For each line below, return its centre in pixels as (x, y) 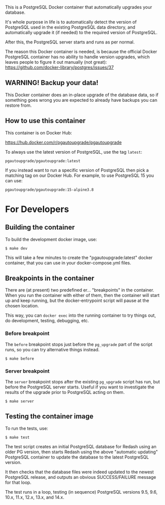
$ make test (17, 437)
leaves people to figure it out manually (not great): (56, 62)
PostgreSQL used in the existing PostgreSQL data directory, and (70, 27)
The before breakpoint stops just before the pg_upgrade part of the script (79, 344)
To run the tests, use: (27, 428)
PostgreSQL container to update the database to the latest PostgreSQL (77, 457)
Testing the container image (49, 416)
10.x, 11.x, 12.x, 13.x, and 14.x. (35, 497)
